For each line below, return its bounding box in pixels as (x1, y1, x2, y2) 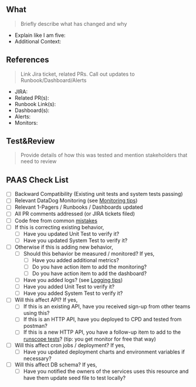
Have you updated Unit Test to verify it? (23, 230, 119, 237)
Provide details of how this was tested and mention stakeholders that (20, 152, 188, 159)
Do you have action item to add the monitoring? (32, 263, 147, 270)
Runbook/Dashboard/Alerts (20, 76, 87, 84)
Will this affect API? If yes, (14, 296, 78, 304)
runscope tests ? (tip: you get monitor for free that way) (23, 335, 157, 342)
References (6, 55, 49, 65)
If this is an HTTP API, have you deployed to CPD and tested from (23, 316, 182, 323)
